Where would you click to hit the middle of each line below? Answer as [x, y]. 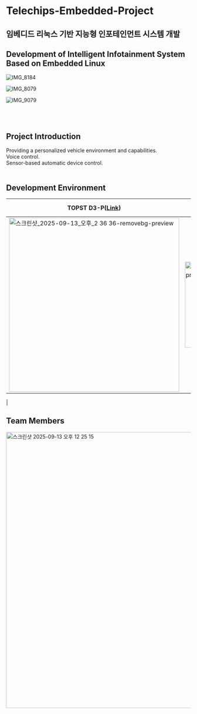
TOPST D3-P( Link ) [94, 208]
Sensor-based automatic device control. [55, 163]
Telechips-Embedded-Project [80, 11]
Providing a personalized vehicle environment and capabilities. [81, 150]
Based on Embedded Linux [56, 63]
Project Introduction [43, 136]
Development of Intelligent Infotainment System [96, 54]
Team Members [35, 421]
